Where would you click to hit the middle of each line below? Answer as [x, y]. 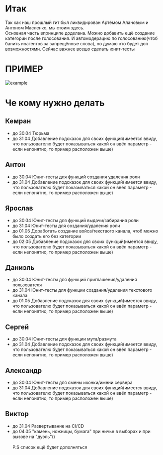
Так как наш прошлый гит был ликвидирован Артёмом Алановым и [77, 22]
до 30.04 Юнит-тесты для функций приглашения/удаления [75, 280]
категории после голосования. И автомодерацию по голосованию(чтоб [81, 38]
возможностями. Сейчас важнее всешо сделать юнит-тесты [70, 49]
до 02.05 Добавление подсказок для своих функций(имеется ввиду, [85, 241]
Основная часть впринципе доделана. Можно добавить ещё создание [80, 33]
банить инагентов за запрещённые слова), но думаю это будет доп [77, 43]
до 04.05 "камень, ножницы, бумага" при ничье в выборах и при [81, 431]
